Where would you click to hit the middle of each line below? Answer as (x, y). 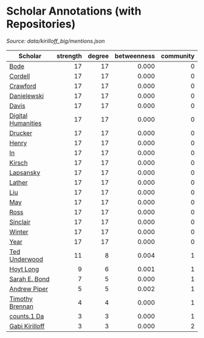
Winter (19, 232)
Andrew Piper (29, 289)
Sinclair (20, 222)
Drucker (21, 133)
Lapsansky (25, 173)
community (178, 56)
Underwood (26, 259)
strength (69, 56)
